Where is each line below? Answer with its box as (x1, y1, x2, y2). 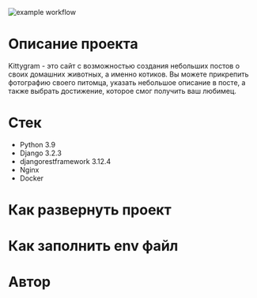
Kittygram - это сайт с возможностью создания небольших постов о (8, 61, 240, 70)
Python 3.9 (19, 140, 56, 149)
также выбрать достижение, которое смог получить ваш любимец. (8, 86, 237, 95)
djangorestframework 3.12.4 (19, 156, 111, 166)
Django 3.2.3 (19, 148, 62, 158)
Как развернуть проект (8, 201, 172, 219)
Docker (19, 173, 44, 183)
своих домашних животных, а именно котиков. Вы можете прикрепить (8, 69, 249, 79)
